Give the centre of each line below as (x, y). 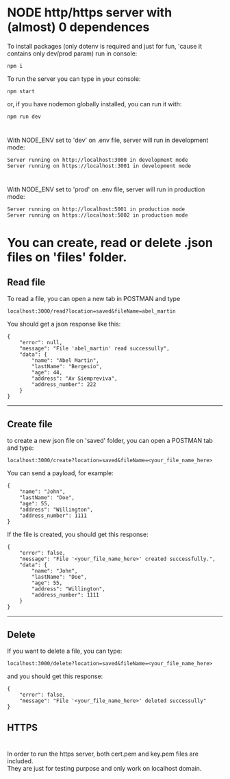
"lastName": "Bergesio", (67, 367)
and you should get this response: (55, 676)
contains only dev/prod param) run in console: (72, 53)
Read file (26, 282)
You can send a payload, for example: (61, 473)
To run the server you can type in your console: (74, 79)
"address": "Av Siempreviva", (75, 379)
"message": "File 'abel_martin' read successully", (94, 349)
